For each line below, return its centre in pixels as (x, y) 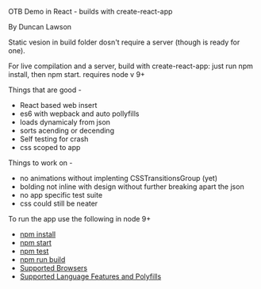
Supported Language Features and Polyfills (90, 276)
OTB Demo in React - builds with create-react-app (90, 12)
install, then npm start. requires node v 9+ (77, 74)
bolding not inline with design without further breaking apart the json (132, 187)
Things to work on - (40, 163)
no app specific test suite (61, 195)
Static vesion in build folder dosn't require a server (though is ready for (124, 42)
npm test (34, 251)
